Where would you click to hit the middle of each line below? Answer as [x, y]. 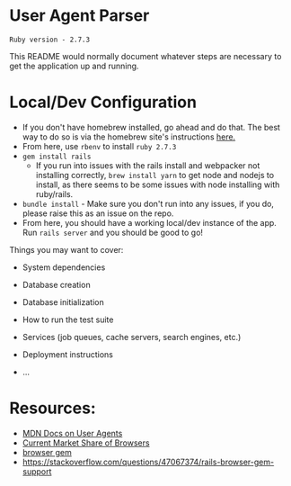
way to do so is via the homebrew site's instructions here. [129, 137]
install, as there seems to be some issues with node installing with [158, 184]
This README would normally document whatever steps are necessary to [145, 56]
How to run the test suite [68, 319]
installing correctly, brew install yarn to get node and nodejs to [155, 175]
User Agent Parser [79, 16]
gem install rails [57, 157]
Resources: [53, 408]
